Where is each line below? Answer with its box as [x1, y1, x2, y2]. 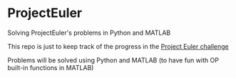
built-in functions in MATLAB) [7, 63, 94, 72]
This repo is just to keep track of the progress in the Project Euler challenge [7, 42, 230, 50]
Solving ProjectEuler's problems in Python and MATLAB [7, 28, 171, 37]
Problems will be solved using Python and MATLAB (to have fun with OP [7, 55, 220, 65]
